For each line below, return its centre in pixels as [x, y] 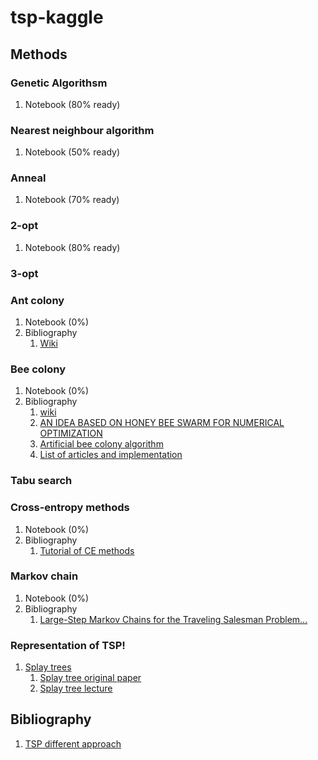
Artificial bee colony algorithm [101, 444]
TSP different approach [73, 743]
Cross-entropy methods [70, 508]
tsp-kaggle [57, 17]
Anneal [28, 178]
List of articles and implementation [111, 455]
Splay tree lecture [76, 688]
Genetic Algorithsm [59, 83]
